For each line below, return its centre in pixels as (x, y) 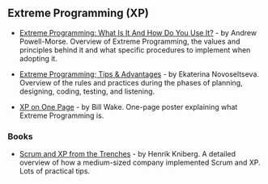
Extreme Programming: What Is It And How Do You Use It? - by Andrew (138, 32)
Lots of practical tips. (55, 171)
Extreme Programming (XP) (78, 13)
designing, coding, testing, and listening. (87, 91)
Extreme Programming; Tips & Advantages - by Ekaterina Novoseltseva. (139, 74)
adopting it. (38, 58)
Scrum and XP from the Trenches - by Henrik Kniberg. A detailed (128, 154)
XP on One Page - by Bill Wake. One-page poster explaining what (128, 107)
